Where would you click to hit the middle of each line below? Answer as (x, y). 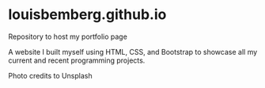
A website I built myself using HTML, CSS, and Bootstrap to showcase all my (133, 52)
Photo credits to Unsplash (50, 75)
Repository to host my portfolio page (68, 36)
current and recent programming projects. (77, 60)
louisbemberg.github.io (87, 15)
